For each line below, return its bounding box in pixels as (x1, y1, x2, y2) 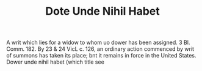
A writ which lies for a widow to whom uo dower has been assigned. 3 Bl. (6, 39, 190, 47)
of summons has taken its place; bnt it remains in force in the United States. (6, 52, 197, 59)
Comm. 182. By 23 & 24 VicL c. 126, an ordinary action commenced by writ (6, 45, 194, 53)
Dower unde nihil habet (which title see (6, 58, 105, 65)
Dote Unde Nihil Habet (45, 4, 160, 18)
